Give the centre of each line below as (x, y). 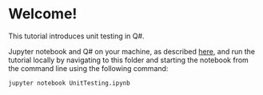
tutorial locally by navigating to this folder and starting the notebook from (129, 60)
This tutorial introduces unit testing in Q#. (77, 36)
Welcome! (43, 14)
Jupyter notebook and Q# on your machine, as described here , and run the (132, 51)
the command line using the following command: (88, 68)
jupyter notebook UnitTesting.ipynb (69, 83)
